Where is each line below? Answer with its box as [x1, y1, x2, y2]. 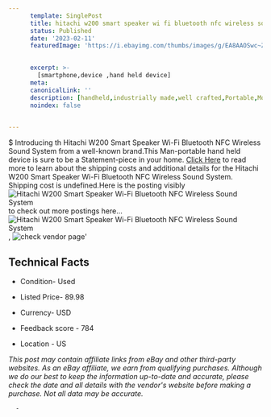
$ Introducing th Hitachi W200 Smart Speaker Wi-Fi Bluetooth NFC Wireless [8, 138, 261, 147]
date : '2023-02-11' [29, 34, 95, 43]
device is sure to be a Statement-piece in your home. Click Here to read [8, 155, 247, 165]
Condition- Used [19, 276, 76, 286]
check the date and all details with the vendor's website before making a [8, 380, 252, 390]
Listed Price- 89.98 [19, 291, 85, 302]
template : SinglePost [29, 11, 103, 20]
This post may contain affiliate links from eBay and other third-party [8, 354, 236, 364]
